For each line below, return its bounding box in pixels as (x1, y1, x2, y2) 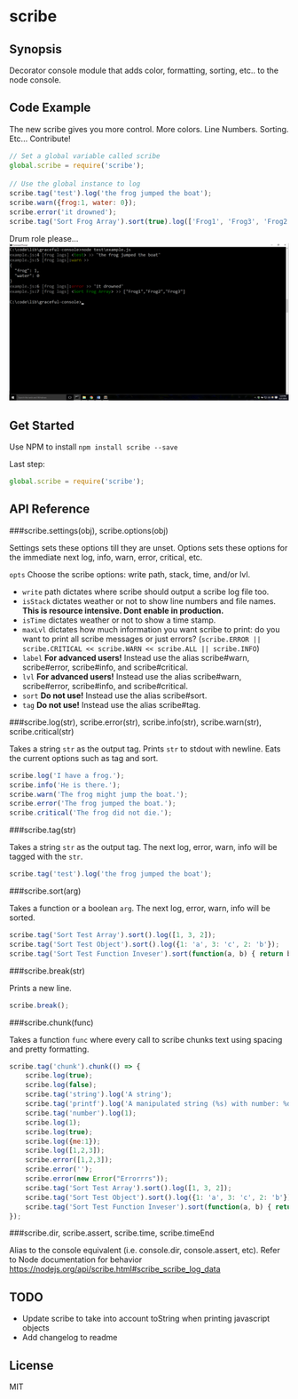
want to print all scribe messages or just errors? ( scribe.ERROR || (21, 633, 262, 644)
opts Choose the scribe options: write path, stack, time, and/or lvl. (9, 568, 251, 579)
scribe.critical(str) (9, 726, 74, 736)
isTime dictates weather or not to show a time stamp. (21, 615, 216, 625)
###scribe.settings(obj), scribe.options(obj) (9, 525, 169, 536)
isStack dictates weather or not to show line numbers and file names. (21, 595, 277, 606)
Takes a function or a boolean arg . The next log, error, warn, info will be (9, 903, 271, 914)
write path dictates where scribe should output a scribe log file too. (21, 586, 270, 597)
